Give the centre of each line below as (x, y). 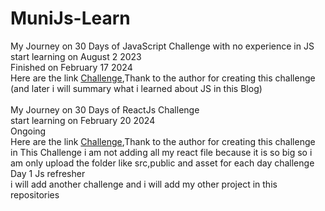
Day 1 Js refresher (48, 173)
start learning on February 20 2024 (83, 120)
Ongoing (28, 131)
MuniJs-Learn (70, 18)
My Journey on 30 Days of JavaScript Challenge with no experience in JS (162, 46)
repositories (35, 194)
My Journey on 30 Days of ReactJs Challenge (105, 109)
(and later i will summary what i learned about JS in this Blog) (136, 88)
